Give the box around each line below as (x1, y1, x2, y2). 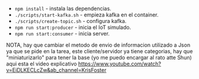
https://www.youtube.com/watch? (78, 60, 162, 67)
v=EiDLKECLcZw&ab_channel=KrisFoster (6, 67, 107, 73)
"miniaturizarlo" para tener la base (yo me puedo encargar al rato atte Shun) (6, 54, 192, 61)
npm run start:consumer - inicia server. (14, 30, 110, 37)
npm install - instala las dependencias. (14, 5, 111, 12)
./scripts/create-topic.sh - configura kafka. (14, 18, 127, 24)
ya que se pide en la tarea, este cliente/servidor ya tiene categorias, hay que (6, 48, 193, 55)
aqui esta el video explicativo (6, 60, 77, 67)
